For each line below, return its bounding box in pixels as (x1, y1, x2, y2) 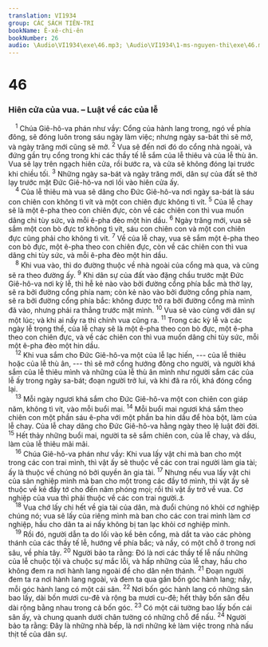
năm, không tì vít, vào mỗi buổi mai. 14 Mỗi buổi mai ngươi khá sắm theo (8, 403, 244, 414)
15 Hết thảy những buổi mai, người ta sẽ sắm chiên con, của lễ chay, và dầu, (8, 429, 257, 440)
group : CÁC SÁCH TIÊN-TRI (8, 19, 94, 27)
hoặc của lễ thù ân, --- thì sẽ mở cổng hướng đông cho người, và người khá (8, 359, 255, 368)
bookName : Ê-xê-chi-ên (8, 26, 84, 34)
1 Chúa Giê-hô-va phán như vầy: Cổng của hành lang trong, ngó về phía (15, 122, 251, 133)
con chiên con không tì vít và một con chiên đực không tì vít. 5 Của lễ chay (8, 196, 254, 206)
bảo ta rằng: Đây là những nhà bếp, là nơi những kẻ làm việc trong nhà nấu (8, 621, 254, 631)
